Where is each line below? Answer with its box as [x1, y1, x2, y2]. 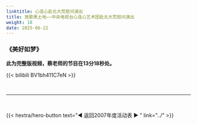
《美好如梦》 [6, 45, 43, 53]
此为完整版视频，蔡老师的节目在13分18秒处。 [6, 60, 116, 67]
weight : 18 [6, 19, 33, 25]
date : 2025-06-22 [6, 25, 49, 31]
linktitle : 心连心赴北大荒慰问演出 [6, 8, 83, 15]
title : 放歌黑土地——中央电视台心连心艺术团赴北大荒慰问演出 [6, 14, 135, 20]
